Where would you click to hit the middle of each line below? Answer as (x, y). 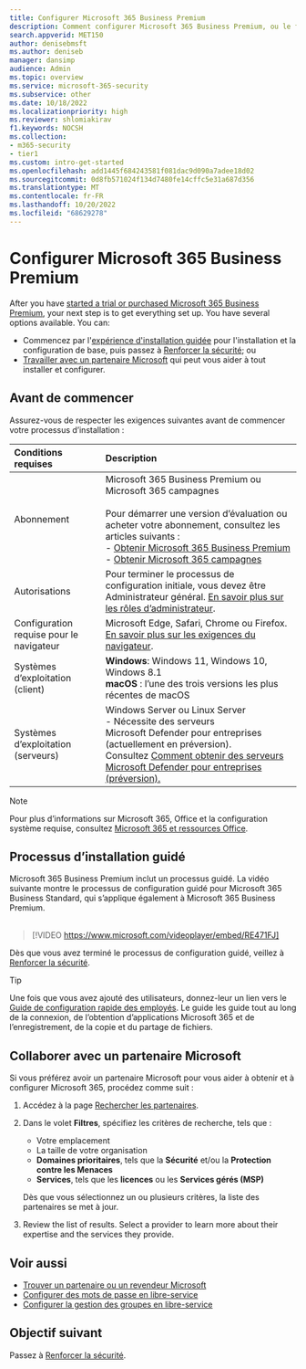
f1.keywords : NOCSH (46, 129)
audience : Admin (40, 69)
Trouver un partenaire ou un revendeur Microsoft (114, 1285)
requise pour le (46, 634)
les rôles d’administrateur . (160, 608)
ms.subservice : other (51, 94)
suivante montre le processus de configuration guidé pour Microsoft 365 (146, 889)
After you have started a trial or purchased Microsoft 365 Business (134, 303)
